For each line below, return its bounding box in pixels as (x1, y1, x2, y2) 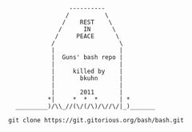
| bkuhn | (51, 74, 123, 82)
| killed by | (51, 67, 123, 75)
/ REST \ (62, 18, 113, 26)
